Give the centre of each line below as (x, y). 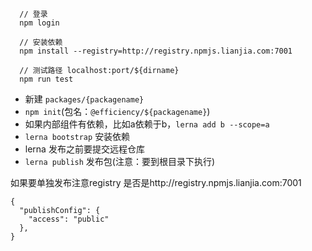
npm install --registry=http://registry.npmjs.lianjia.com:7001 (156, 51)
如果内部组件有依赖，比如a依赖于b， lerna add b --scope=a (147, 124)
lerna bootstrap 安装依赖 (77, 136)
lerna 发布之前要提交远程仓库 (84, 149)
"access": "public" (69, 219)
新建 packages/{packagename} (84, 99)
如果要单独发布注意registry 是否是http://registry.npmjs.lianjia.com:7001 (156, 182)
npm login (39, 23)
